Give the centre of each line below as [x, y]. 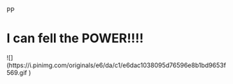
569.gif [17, 72]
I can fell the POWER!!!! [75, 38]
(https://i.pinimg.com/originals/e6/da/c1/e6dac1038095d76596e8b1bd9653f [116, 65]
